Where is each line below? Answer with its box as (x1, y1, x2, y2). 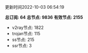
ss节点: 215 (12, 37, 35, 42)
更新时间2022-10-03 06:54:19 (5, 4, 64, 10)
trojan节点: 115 (12, 31, 40, 36)
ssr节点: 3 (12, 43, 32, 48)
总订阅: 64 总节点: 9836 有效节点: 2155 (5, 14, 83, 20)
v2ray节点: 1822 (12, 25, 44, 30)
